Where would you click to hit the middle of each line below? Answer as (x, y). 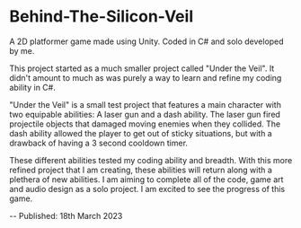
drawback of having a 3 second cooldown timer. (99, 143)
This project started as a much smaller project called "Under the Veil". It (142, 68)
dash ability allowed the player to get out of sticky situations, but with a (141, 133)
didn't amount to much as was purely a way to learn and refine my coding (146, 77)
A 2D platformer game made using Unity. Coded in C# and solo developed (147, 41)
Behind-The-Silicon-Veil (102, 17)
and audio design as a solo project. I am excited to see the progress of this (147, 189)
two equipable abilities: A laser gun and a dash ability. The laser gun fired (145, 114)
